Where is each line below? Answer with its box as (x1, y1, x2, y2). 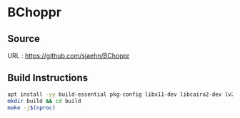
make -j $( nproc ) (7, 104, 56, 111)
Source (7, 33, 41, 45)
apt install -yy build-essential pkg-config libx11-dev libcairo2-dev (7, 90, 222, 98)
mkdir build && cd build (7, 97, 81, 104)
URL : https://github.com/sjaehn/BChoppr (7, 51, 130, 60)
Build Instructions (7, 72, 89, 84)
